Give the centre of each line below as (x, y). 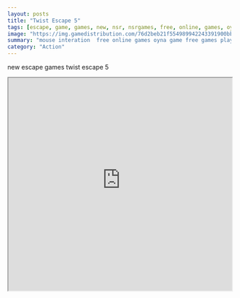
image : (17, 34)
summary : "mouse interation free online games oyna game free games (113, 40)
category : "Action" (36, 47)
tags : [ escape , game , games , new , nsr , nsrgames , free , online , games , (115, 27)
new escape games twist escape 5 (58, 67)
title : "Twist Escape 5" (44, 21)
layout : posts (28, 14)
